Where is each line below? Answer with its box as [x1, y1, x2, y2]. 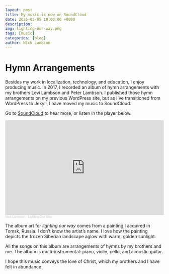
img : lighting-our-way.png [5, 26, 62, 31]
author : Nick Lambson [5, 40, 51, 45]
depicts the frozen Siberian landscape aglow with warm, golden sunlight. [5, 233, 156, 239]
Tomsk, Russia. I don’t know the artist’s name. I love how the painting [5, 228, 148, 234]
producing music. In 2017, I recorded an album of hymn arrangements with [5, 84, 159, 90]
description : [5, 21, 33, 27]
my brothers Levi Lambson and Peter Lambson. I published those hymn [5, 89, 153, 96]
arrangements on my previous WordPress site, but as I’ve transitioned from [5, 95, 161, 101]
